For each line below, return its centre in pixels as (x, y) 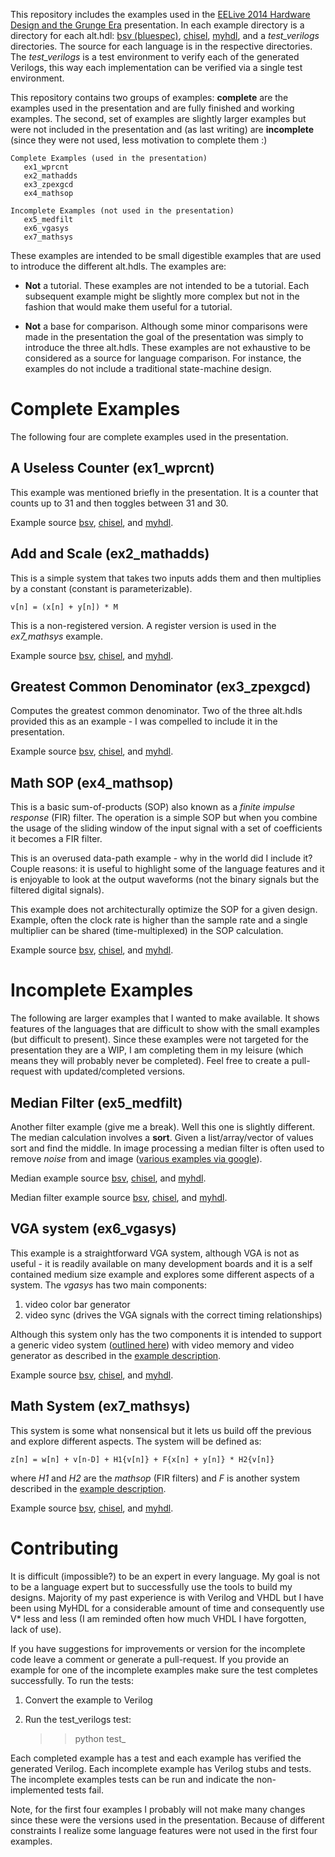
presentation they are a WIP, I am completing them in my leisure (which (157, 1050)
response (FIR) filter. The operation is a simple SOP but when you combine (164, 818)
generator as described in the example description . (116, 1355)
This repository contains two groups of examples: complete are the (149, 97)
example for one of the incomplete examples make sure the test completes (164, 1670)
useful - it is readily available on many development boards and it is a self (161, 1263)
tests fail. (85, 1790)
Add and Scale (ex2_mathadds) (110, 554)
